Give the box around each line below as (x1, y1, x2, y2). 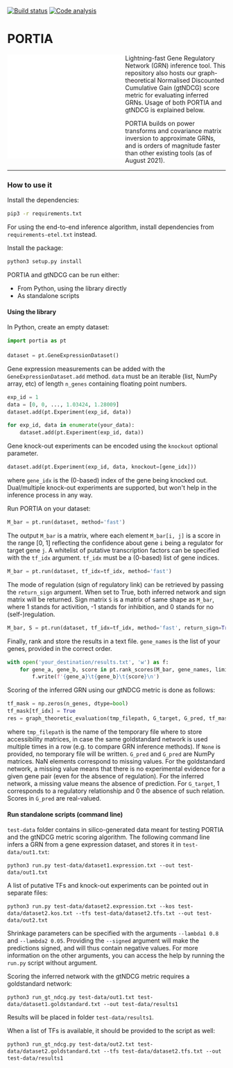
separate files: (7, 888, 49, 897)
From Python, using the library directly (17, 284, 127, 292)
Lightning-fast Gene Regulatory (125, 54, 215, 62)
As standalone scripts (17, 291, 80, 299)
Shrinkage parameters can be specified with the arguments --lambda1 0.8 (7, 929, 219, 938)
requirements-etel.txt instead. (7, 230, 97, 239)
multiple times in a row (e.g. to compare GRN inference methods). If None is (7, 742, 221, 751)
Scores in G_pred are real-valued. (7, 794, 102, 802)
